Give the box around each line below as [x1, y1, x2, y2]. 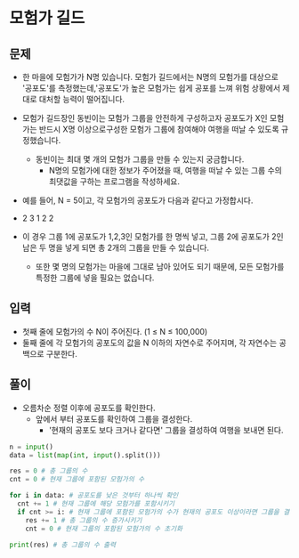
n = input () [9, 442, 53, 451]
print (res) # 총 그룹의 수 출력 [9, 540, 117, 549]
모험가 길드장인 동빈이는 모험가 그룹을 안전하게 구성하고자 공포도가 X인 [21, 113, 269, 123]
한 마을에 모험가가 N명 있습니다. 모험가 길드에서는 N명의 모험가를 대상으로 [21, 72, 279, 82]
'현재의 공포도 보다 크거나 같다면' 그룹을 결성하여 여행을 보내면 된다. [48, 425, 284, 435]
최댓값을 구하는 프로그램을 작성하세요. [48, 176, 181, 187]
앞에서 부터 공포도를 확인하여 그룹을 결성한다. [35, 413, 193, 424]
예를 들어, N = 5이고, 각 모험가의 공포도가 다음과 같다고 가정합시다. [21, 195, 254, 206]
